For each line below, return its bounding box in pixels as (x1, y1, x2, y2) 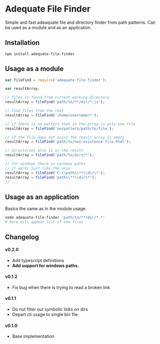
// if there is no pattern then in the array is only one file (5, 121, 136, 127)
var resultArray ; (5, 86, 40, 91)
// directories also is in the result (5, 148, 83, 153)
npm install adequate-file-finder (5, 51, 75, 56)
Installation (5, 39, 40, 47)
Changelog (5, 233, 39, 241)
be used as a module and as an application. (5, 24, 92, 30)
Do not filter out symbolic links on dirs (12, 307, 88, 312)
